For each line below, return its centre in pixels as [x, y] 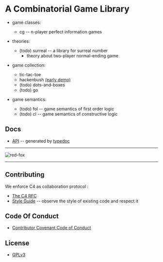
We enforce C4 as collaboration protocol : [47, 186]
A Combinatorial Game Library [67, 9]
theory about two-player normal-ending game [73, 56]
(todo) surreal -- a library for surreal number [64, 50]
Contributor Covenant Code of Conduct [51, 228]
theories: [21, 41]
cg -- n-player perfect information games [61, 32]
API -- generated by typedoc [41, 141]
